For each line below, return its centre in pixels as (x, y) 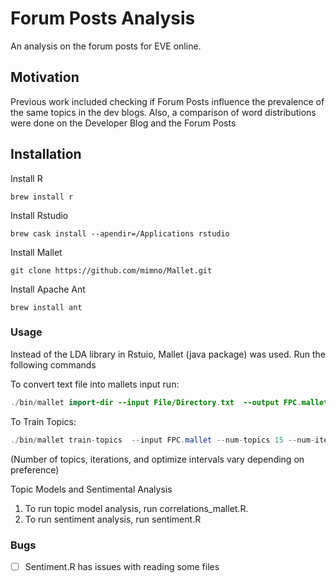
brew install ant (46, 307)
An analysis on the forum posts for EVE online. (106, 46)
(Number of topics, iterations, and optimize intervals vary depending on (157, 459)
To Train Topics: (43, 421)
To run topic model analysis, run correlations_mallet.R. (136, 508)
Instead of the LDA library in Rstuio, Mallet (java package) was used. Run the (168, 354)
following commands (53, 364)
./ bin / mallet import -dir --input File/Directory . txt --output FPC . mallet (169, 402)
